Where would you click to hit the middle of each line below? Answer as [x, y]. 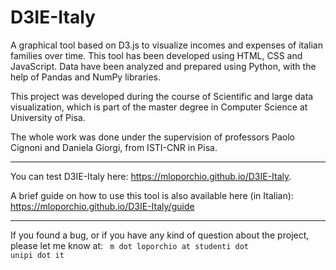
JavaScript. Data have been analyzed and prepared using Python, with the [163, 66]
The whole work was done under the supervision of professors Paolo [152, 137]
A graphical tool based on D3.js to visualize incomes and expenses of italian [166, 45]
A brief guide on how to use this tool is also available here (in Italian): [152, 195]
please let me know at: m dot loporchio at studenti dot [130, 245]
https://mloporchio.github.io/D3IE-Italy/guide [102, 206]
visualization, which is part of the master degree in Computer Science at [159, 107]
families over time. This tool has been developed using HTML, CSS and [156, 55]
